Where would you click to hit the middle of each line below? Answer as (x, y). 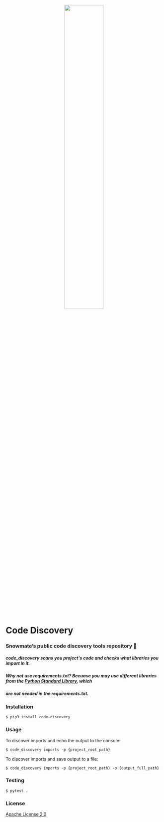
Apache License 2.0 (26, 814)
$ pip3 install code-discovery (38, 717)
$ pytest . (17, 791)
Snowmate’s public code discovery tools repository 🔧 (71, 646)
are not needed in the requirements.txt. (47, 694)
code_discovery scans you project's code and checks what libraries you (82, 658)
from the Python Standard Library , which (49, 681)
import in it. (18, 663)
